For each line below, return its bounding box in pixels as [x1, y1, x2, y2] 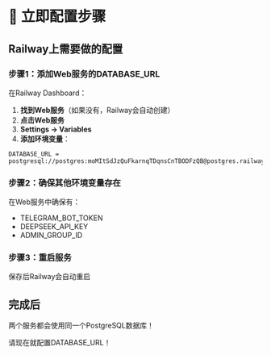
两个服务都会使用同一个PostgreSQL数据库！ [8, 320, 155, 331]
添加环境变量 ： [19, 134, 70, 144]
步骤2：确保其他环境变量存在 [8, 177, 121, 188]
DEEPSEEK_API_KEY [19, 222, 89, 232]
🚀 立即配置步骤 [8, 7, 106, 26]
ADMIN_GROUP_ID [19, 231, 83, 240]
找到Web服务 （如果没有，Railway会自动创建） [19, 105, 175, 115]
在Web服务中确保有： [8, 197, 81, 207]
